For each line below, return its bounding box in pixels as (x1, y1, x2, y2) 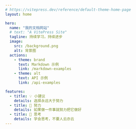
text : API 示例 (18, 76, 48, 81)
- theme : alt (14, 71, 41, 76)
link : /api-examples (18, 80, 61, 85)
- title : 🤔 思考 (9, 112, 41, 117)
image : (9, 39, 23, 44)
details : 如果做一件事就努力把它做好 (14, 107, 82, 112)
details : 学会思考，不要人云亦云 (14, 117, 74, 122)
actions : (9, 53, 28, 58)
